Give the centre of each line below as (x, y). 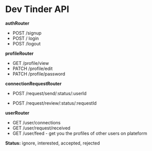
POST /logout (27, 43)
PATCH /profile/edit (32, 68)
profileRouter (19, 53)
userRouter (17, 113)
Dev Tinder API (37, 9)
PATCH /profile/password (39, 73)
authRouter (17, 23)
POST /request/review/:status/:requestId (54, 103)
